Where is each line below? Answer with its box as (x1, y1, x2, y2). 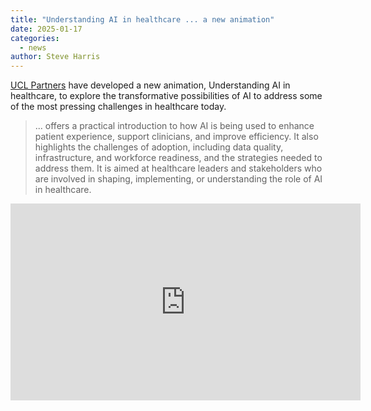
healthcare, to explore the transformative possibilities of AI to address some (10, 90, 323, 102)
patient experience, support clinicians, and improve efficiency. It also (34, 131, 319, 143)
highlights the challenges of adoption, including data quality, (34, 141, 284, 153)
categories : (10, 33, 60, 43)
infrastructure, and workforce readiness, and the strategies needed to (34, 152, 323, 164)
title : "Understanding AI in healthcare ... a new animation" (10, 14, 275, 25)
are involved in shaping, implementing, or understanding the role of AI (34, 173, 323, 185)
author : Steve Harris (10, 52, 101, 62)
